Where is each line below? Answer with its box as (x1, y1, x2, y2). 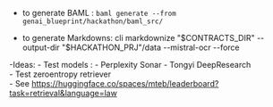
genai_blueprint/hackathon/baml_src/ (21, 17, 164, 26)
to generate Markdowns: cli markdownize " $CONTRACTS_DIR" (21, 33, 255, 43)
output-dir (21, 42, 60, 53)
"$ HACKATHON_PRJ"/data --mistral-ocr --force (61, 42, 240, 53)
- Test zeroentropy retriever (9, 69, 112, 79)
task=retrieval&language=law (9, 88, 118, 98)
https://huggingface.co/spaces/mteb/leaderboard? (30, 78, 219, 88)
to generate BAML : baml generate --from (21, 8, 176, 18)
